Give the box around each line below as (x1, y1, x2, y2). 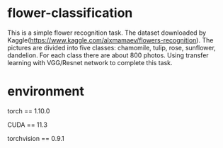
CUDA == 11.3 (7, 120, 48, 129)
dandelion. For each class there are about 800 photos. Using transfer (7, 51, 209, 59)
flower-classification (7, 5, 133, 21)
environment (7, 84, 85, 100)
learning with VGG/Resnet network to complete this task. (7, 58, 173, 67)
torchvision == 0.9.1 (7, 134, 65, 142)
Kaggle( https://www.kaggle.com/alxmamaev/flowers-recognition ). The (7, 35, 214, 44)
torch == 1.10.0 (7, 106, 50, 115)
